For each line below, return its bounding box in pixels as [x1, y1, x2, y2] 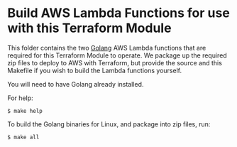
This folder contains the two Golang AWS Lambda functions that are [7, 43, 206, 52]
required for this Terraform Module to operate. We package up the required [7, 51, 227, 60]
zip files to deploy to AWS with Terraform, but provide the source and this [7, 58, 222, 67]
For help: [7, 94, 33, 102]
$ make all [7, 134, 40, 141]
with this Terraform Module [7, 20, 172, 36]
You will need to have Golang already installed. [7, 80, 144, 88]
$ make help [7, 107, 43, 114]
